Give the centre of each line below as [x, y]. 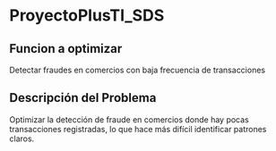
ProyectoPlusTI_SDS [87, 16]
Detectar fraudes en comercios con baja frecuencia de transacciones [138, 70]
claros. [22, 138]
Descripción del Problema [83, 98]
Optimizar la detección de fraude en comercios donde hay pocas [129, 119]
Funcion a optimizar [66, 49]
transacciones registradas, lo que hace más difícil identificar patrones [138, 129]
